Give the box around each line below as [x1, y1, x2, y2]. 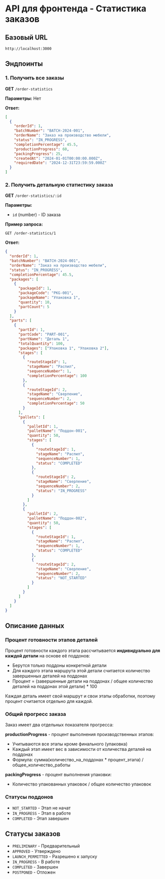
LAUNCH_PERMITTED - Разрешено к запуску [12, 853, 98, 859]
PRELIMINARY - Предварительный [12, 843, 80, 849]
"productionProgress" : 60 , [14, 146, 69, 151]
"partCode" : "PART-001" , [18, 332, 69, 337]
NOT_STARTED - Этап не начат [12, 805, 71, 811]
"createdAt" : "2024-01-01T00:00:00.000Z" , [14, 156, 102, 161]
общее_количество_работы [12, 762, 70, 768]
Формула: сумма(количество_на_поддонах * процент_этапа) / [12, 757, 144, 763]
